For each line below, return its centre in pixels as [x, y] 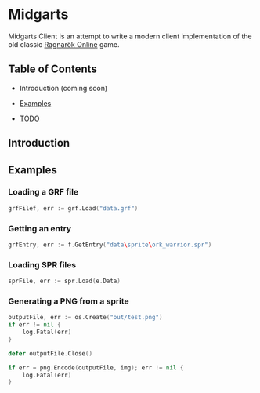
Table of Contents [53, 69]
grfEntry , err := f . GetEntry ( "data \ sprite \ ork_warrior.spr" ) [110, 245]
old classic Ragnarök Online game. [64, 44]
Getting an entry [40, 228]
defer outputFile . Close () [50, 353]
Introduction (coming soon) [63, 88]
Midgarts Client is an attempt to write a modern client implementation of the [130, 36]
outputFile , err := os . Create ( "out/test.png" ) [85, 318]
